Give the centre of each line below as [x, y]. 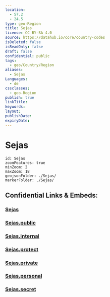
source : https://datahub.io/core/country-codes [55, 38]
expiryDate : [17, 120]
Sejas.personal [24, 276]
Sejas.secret [21, 290]
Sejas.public [21, 223]
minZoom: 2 [16, 167]
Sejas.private [22, 263]
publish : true [20, 97]
